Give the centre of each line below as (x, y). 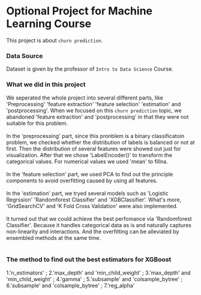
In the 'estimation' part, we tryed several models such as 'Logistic (88, 193)
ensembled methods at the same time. (53, 237)
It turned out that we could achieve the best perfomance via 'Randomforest (99, 219)
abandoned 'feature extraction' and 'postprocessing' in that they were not (97, 117)
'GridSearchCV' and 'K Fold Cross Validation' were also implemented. (92, 206)
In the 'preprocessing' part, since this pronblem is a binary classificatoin (95, 136)
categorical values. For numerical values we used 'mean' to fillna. (87, 161)
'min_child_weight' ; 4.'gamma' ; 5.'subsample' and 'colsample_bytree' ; (94, 279)
